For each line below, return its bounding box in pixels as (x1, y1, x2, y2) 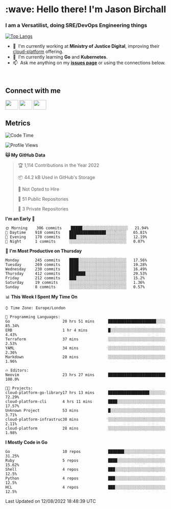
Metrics (5, 119, 31, 127)
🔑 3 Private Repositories (17, 206, 69, 212)
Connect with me (5, 86, 61, 95)
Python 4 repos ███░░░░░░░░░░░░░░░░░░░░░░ (5, 476, 166, 481)
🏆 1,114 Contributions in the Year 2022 (17, 162, 100, 169)
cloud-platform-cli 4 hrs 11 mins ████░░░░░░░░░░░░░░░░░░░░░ (5, 399, 166, 405)
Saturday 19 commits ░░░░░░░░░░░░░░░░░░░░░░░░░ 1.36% (5, 280, 145, 285)
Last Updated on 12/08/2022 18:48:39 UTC (5, 498, 96, 504)
